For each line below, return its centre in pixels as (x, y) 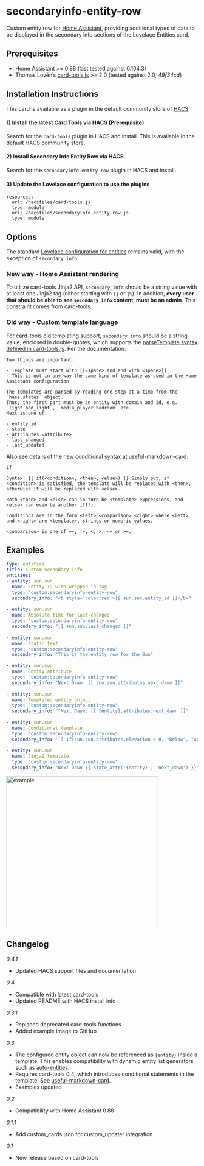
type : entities (25, 564)
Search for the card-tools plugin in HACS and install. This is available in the (101, 136)
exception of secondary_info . (42, 258)
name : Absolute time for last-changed (61, 615)
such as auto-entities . (42, 1067)
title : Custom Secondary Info (45, 570)
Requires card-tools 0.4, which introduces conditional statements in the (104, 1074)
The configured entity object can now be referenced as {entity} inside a (106, 1055)
